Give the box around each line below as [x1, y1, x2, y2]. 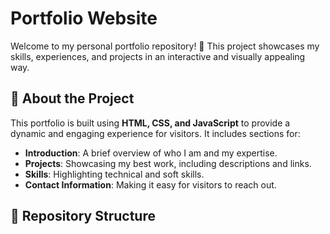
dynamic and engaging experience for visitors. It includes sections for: [10, 127, 301, 139]
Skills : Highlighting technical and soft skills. [24, 168, 205, 180]
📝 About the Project [10, 90, 135, 107]
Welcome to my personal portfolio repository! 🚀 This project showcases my [10, 40, 320, 52]
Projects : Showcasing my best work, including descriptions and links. [24, 157, 312, 169]
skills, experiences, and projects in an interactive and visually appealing [10, 50, 306, 62]
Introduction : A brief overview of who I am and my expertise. [24, 147, 278, 159]
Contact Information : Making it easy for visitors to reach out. [24, 178, 277, 191]
